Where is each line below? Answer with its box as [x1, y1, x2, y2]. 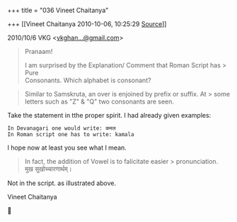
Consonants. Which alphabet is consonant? [24, 76, 151, 84]
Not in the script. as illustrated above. [7, 179, 117, 187]
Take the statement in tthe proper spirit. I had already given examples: [7, 111, 212, 119]
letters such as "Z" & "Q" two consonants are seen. [24, 97, 175, 106]
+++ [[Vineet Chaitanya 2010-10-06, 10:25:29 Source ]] [7, 20, 167, 28]
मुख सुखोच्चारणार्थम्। [24, 165, 72, 173]
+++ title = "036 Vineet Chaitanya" [7, 6, 109, 14]
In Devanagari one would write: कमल [7, 125, 116, 132]
